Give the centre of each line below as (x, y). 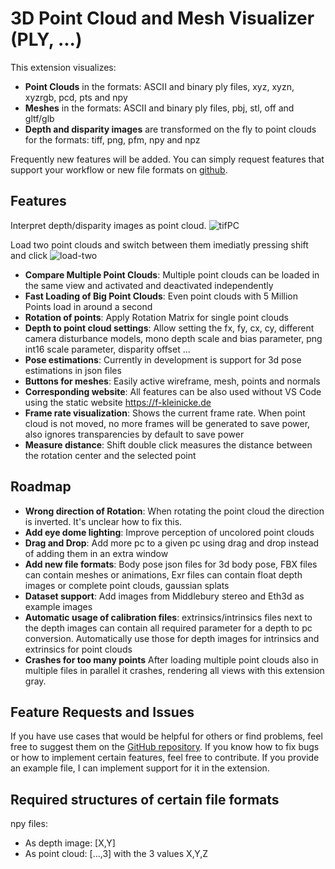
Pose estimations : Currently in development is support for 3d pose (163, 359)
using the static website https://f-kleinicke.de (118, 402)
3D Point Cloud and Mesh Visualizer (162, 18)
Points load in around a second (88, 306)
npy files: (29, 824)
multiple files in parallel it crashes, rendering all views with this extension (174, 670)
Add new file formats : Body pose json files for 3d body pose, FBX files (171, 564)
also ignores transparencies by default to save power (134, 434)
